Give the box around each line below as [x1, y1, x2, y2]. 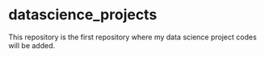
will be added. [8, 40, 56, 50]
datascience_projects [8, 6, 158, 24]
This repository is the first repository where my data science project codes [8, 32, 257, 42]
